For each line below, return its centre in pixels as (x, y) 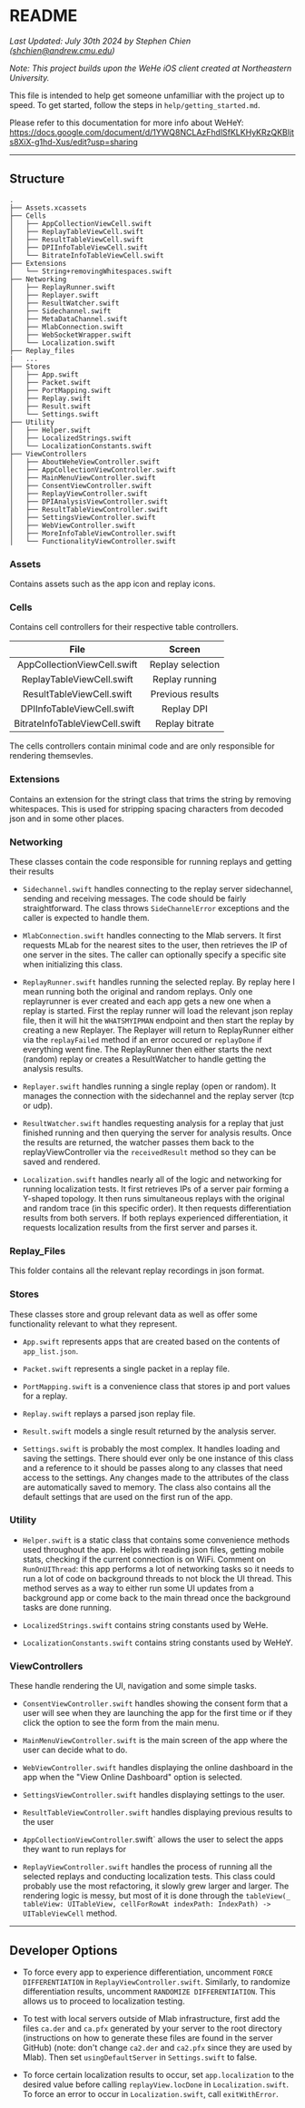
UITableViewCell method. (70, 1913)
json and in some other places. (67, 819)
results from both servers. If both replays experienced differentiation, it (155, 1218)
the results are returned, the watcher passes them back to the (138, 1142)
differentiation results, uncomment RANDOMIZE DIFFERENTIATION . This (149, 1991)
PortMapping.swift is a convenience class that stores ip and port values (156, 1386)
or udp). (37, 1105)
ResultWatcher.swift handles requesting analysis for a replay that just (153, 1123)
